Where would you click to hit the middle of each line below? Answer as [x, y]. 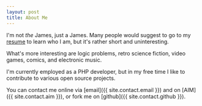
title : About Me [27, 18]
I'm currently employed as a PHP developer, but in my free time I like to [96, 71]
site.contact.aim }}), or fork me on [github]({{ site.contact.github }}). [100, 96]
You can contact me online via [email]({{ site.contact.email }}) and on [93, 90]
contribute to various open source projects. [61, 78]
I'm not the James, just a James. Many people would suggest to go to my [99, 35]
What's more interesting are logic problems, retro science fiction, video [96, 53]
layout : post [23, 12]
